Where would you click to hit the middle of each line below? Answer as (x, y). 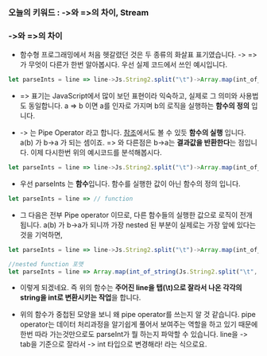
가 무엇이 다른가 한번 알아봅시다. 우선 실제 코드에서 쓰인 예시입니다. (124, 64)
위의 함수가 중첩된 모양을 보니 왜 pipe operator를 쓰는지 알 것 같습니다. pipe (137, 315)
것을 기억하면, (41, 234)
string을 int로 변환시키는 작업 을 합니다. (80, 298)
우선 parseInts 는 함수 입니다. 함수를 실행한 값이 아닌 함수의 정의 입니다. (130, 184)
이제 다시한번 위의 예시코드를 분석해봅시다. (97, 153)
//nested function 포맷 (46, 264)
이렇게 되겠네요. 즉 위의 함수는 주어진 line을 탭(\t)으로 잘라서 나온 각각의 (131, 288)
